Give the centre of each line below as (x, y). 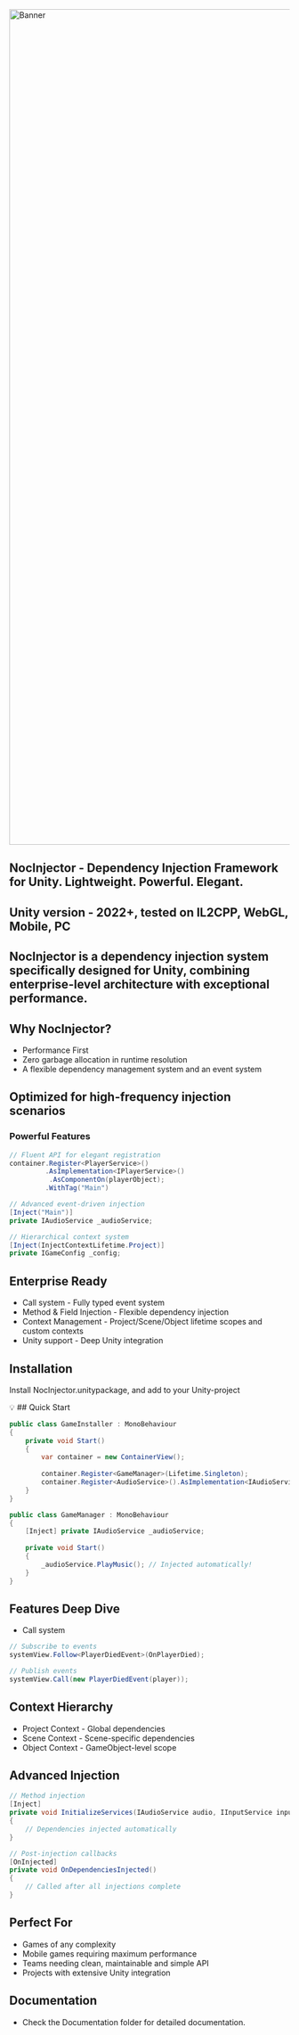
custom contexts (53, 1331)
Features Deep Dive (65, 1608)
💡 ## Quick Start (40, 1407)
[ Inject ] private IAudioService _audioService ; (115, 1531)
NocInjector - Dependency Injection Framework (144, 868)
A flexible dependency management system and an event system (142, 1069)
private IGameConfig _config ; (65, 1253)
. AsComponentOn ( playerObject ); (107, 1180)
